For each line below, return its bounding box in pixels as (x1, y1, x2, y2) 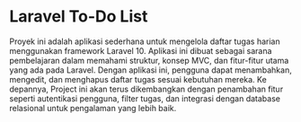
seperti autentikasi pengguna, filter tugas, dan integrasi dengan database (9, 92, 281, 104)
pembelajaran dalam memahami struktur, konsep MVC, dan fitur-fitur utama (9, 55, 289, 65)
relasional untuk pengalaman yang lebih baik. (9, 102, 177, 113)
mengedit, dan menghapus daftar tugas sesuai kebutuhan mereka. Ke (9, 74, 267, 84)
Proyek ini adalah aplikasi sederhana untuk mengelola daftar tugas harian (9, 36, 280, 47)
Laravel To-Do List (9, 6, 148, 27)
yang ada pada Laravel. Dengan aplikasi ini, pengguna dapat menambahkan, (9, 65, 292, 75)
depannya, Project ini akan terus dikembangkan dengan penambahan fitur (9, 83, 284, 94)
